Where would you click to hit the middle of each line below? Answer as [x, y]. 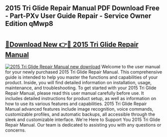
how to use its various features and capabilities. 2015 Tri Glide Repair [76, 104]
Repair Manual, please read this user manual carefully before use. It [75, 93]
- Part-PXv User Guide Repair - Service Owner [78, 16]
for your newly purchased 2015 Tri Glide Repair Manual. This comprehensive [84, 72]
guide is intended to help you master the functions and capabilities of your [82, 77]
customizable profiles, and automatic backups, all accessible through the [80, 114]
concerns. [16, 130]
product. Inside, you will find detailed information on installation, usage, [79, 82]
